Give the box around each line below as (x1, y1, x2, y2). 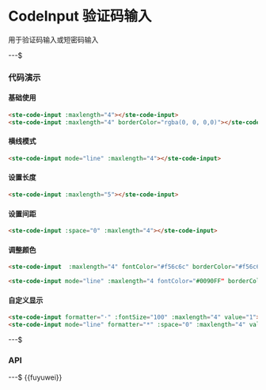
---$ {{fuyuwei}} (8, 373, 63, 382)
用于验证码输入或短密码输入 (8, 35, 99, 44)
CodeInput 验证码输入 (8, 7, 152, 25)
